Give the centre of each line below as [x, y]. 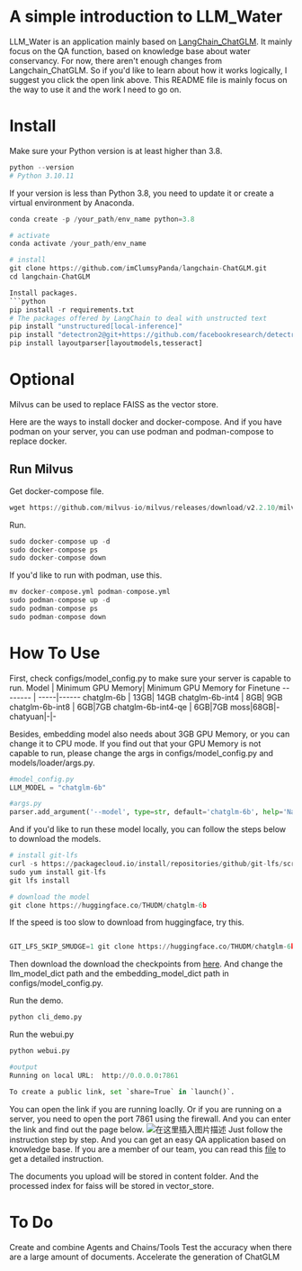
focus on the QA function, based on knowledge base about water [130, 50]
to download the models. [55, 839]
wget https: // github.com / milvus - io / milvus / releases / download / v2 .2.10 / [144, 507]
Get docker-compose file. [57, 491]
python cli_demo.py [46, 1017]
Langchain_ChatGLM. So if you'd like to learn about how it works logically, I [148, 70]
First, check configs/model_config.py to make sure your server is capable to [151, 678]
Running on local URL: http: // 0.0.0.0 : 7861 [94, 1075]
